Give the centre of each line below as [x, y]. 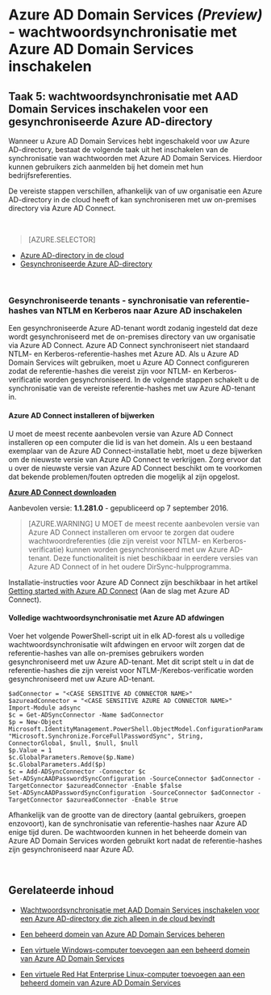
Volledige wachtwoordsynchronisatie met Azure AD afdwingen [116, 618]
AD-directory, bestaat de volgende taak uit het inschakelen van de [118, 150]
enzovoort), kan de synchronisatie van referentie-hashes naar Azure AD [128, 824]
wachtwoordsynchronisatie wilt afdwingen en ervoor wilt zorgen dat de [127, 644]
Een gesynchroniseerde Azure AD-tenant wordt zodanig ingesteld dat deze [133, 328]
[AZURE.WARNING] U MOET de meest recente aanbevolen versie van [144, 523]
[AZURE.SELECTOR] [62, 239]
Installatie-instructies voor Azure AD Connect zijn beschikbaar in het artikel [133, 582]
